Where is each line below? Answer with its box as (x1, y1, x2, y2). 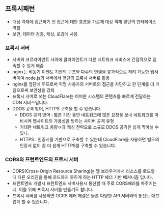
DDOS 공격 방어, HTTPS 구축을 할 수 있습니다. (12, 106, 102, 112)
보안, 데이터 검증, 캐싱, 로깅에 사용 (12, 31, 78, 37)
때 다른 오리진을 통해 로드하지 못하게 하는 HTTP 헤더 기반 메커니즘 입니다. (12, 174, 154, 180)
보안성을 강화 (29, 88, 55, 93)
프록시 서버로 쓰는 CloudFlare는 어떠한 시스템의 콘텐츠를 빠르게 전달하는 (12, 93, 151, 99)
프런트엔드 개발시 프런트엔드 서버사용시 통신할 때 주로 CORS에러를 (12, 180, 140, 186)
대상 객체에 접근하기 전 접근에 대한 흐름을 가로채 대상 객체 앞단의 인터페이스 (12, 19, 157, 25)
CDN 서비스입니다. (12, 100, 48, 106)
